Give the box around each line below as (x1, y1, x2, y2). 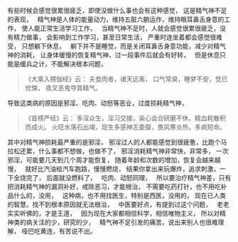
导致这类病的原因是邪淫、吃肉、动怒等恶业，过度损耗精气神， (7, 99, 188, 107)
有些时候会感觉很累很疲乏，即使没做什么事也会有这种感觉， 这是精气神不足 (7, 6, 227, 14)
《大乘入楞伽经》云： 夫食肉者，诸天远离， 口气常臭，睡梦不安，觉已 (24, 75, 228, 83)
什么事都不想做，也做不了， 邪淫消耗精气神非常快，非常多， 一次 (38, 147, 229, 155)
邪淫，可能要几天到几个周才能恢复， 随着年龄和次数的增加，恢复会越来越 (7, 156, 221, 164)
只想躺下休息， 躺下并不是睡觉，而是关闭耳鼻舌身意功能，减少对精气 (21, 42, 226, 50)
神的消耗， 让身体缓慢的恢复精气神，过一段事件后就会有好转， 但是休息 (7, 51, 220, 59)
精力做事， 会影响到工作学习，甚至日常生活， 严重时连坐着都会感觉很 (13, 33, 217, 41)
